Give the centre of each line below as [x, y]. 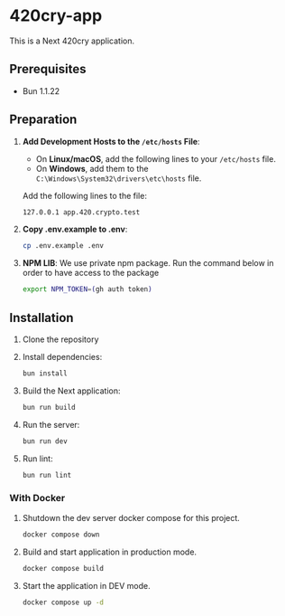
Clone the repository [60, 339]
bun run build [49, 407]
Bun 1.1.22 [41, 90]
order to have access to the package [91, 273]
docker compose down [61, 535]
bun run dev [45, 441]
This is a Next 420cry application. [72, 41]
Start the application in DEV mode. [86, 585]
